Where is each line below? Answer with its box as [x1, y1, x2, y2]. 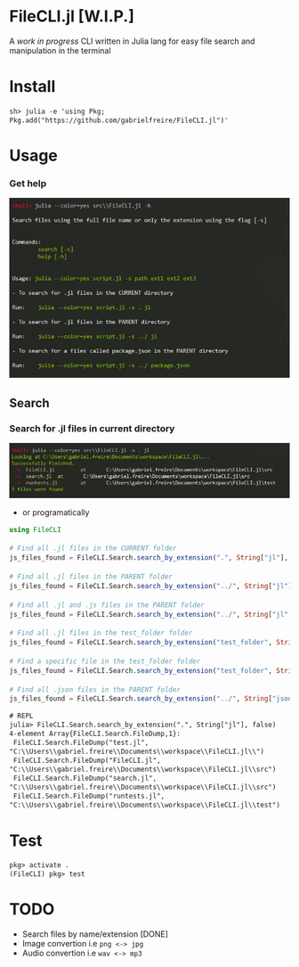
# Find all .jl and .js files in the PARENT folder [9, 600, 205, 610]
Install [9, 77, 56, 97]
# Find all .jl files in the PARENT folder [9, 572, 174, 581]
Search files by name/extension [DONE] [21, 929, 169, 939]
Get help [9, 176, 47, 189]
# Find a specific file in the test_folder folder [9, 657, 201, 666]
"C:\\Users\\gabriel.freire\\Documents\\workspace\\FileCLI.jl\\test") [9, 800, 280, 810]
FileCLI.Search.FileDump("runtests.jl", [12, 791, 166, 801]
